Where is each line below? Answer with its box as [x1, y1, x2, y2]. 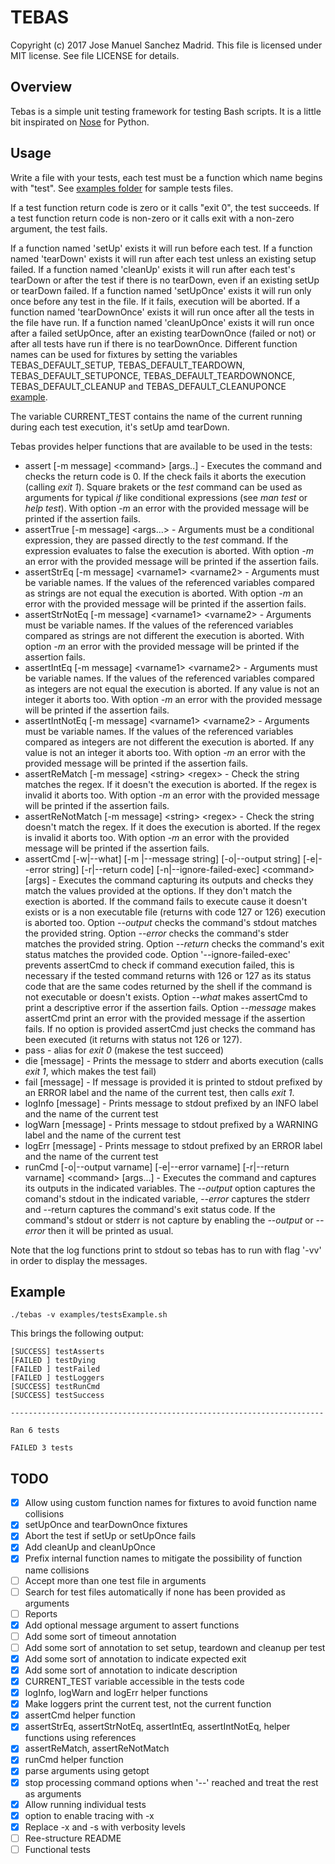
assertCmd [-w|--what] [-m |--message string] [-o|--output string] [24, 852, 301, 865]
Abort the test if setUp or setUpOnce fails [24, 1530, 197, 1542]
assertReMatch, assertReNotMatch [24, 1742, 170, 1755]
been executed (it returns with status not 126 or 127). [24, 1033, 243, 1045]
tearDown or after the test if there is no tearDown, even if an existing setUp [10, 274, 320, 286]
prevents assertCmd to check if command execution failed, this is [24, 959, 295, 971]
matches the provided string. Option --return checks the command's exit [24, 937, 325, 950]
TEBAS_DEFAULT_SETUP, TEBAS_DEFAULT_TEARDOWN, [10, 359, 245, 371]
